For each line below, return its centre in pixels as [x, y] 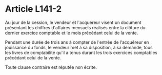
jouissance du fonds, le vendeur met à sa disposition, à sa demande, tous [79, 47]
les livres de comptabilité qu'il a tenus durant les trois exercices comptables [81, 53]
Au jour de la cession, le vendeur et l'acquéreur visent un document [73, 22]
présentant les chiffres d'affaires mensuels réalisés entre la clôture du [75, 27]
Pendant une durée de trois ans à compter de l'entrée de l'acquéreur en [77, 42]
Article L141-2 [33, 9]
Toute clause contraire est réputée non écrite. [51, 67]
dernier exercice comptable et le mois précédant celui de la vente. [71, 33]
